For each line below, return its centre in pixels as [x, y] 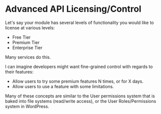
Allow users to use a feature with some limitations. [63, 86]
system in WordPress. [27, 106]
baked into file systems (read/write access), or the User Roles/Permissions [80, 101]
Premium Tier [26, 42]
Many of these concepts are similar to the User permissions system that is [80, 96]
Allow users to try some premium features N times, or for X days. [78, 81]
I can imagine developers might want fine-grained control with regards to [79, 67]
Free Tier [21, 37]
